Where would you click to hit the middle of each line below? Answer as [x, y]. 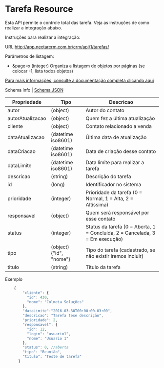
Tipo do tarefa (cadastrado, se [121, 250]
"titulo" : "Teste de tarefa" [52, 357]
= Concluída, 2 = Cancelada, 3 [121, 233]
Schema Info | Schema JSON [34, 90]
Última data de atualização [116, 137]
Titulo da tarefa [103, 267]
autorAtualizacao [27, 118]
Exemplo [14, 279]
